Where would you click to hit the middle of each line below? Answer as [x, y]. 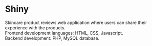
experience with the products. [35, 27]
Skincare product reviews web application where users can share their [76, 23]
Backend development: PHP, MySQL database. [52, 38]
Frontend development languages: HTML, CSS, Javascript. [64, 33]
